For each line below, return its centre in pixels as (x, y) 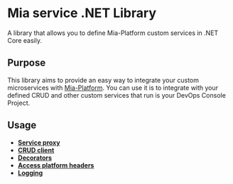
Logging (30, 173)
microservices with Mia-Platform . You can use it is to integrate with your (113, 88)
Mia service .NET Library (82, 13)
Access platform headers (56, 165)
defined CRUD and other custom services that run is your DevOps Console (116, 95)
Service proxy (39, 142)
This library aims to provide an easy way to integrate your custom (103, 80)
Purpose (27, 63)
